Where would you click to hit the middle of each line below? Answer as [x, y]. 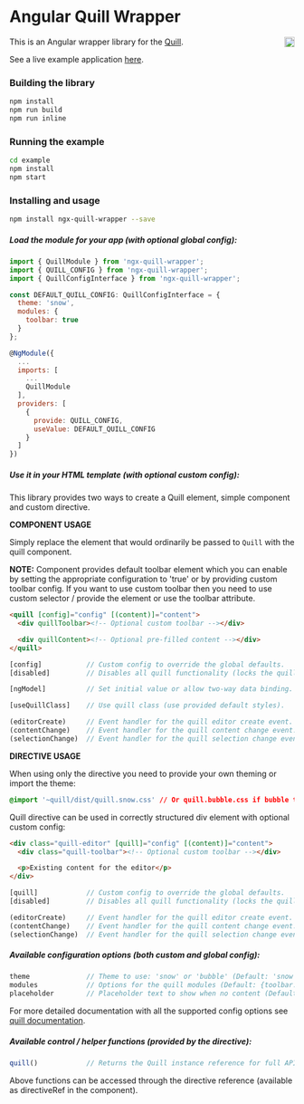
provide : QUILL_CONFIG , [78, 420]
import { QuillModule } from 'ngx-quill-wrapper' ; [107, 261]
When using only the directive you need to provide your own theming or [143, 773]
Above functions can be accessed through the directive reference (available [151, 1080]
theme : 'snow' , [46, 303]
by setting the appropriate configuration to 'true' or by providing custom [143, 579]
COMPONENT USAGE [51, 525]
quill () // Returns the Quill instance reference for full [145, 1063]
